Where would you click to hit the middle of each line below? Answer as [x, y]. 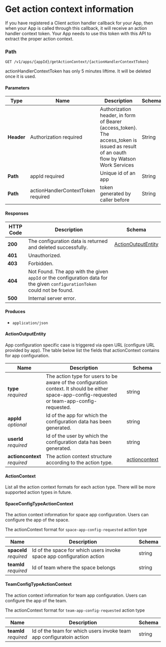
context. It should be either [77, 389]
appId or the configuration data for [68, 278]
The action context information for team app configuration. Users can [76, 595]
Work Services [117, 165]
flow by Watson [118, 159]
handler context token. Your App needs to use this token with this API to [78, 33]
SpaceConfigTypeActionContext [39, 503]
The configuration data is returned [68, 241]
